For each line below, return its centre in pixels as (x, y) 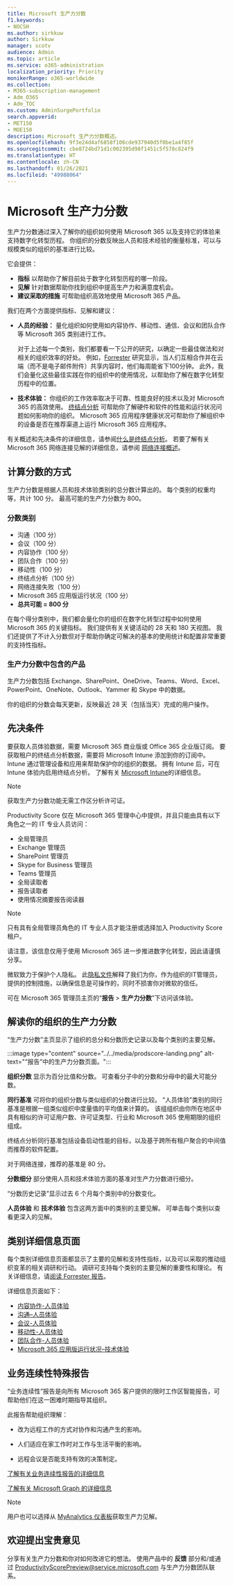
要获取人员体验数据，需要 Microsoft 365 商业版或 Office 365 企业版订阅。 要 (116, 746)
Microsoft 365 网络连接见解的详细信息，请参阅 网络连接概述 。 (96, 447)
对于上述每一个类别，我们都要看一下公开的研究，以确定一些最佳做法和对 (120, 349)
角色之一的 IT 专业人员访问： (48, 824)
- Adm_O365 (23, 98)
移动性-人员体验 (40, 1332)
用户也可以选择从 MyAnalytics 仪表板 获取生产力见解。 (84, 1517)
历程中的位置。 (38, 384)
